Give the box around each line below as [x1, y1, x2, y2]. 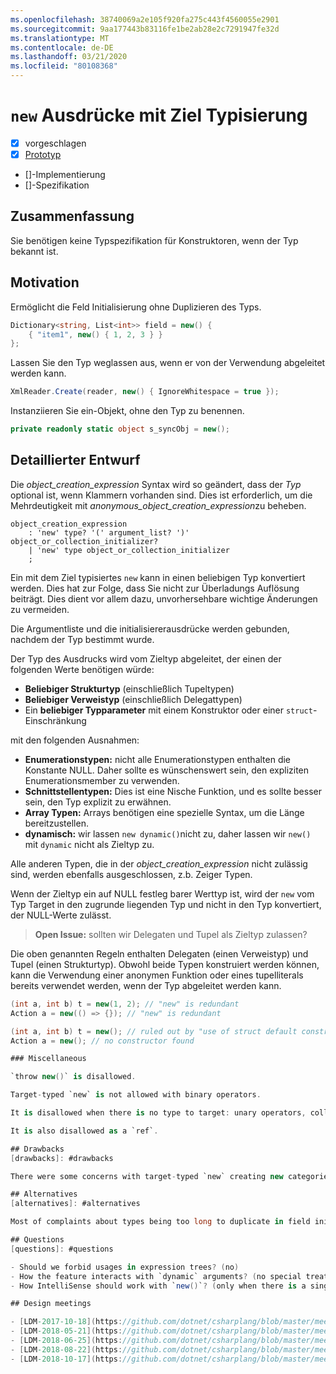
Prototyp [24, 149, 62, 160]
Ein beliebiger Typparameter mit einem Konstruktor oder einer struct [24, 704, 313, 716]
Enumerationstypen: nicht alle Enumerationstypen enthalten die [24, 753, 292, 765]
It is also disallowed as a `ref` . [10, 1126, 159, 1136]
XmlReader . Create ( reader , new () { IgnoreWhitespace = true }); [10, 387, 280, 397]
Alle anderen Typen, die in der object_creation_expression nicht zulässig [10, 857, 308, 870]
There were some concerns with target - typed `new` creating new [10, 1171, 284, 1181]
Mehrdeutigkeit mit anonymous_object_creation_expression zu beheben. [10, 499, 307, 511]
